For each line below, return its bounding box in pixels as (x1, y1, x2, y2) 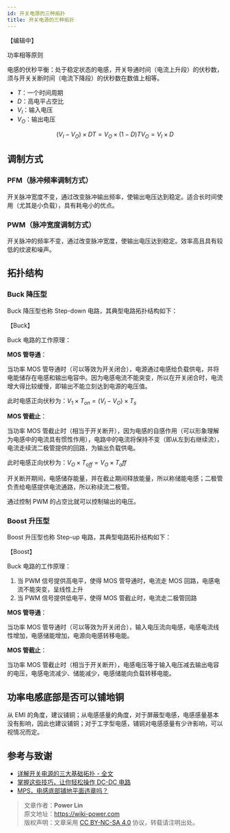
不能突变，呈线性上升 (23, 585, 84, 594)
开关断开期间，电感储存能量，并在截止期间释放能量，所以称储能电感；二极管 (7, 474, 223, 483)
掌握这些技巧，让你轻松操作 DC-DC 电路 (16, 778, 131, 786)
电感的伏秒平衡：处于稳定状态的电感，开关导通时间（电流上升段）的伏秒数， (7, 65, 223, 73)
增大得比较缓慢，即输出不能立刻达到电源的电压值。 (7, 382, 151, 390)
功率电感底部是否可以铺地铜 (7, 691, 125, 703)
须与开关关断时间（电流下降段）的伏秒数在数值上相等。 (7, 73, 163, 82)
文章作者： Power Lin (23, 801, 84, 810)
